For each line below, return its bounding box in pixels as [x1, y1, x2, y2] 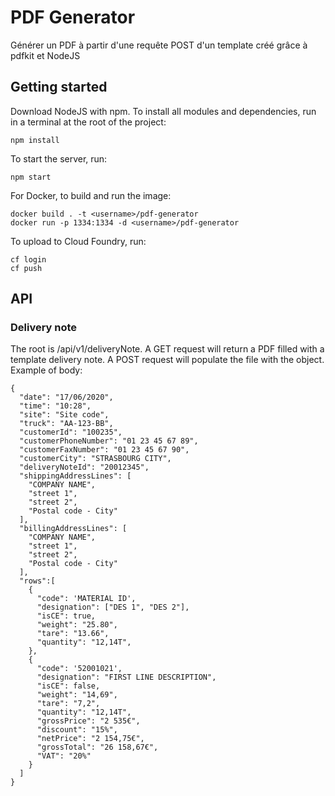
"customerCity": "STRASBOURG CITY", [19, 454, 172, 464]
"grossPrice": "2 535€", [36, 716, 141, 726]
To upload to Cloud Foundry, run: [10, 235, 147, 247]
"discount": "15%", [36, 725, 118, 735]
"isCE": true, [36, 611, 97, 621]
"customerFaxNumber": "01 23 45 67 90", [19, 445, 190, 455]
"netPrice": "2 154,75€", [36, 734, 145, 744]
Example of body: [10, 364, 83, 376]
